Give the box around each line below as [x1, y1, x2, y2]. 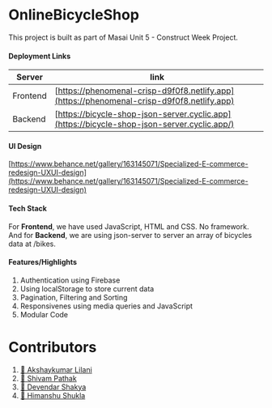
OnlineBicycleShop [8, 6, 140, 24]
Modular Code [19, 309, 69, 319]
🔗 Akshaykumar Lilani [19, 364, 93, 374]
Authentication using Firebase [19, 275, 121, 285]
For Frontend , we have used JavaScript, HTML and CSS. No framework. [8, 221, 249, 232]
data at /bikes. [8, 239, 57, 249]
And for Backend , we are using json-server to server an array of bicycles [8, 230, 253, 240]
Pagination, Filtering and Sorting [19, 292, 128, 302]
